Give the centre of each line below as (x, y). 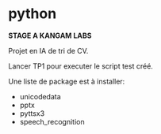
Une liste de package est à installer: (67, 81)
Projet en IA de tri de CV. (48, 50)
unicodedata (40, 96)
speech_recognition (52, 121)
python (33, 14)
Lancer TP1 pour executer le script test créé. (80, 66)
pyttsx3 (32, 113)
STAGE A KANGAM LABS (50, 35)
